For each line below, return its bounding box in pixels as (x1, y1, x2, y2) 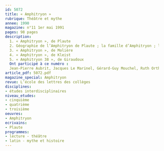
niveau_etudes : (5, 93, 36, 98)
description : (5, 35, 32, 39)
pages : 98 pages (5, 30, 38, 35)
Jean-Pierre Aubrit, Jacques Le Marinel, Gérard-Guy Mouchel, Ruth (9, 66, 150, 71)
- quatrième (5, 102, 29, 107)
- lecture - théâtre (5, 134, 47, 139)
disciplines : (5, 84, 32, 89)
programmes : (5, 130, 29, 134)
